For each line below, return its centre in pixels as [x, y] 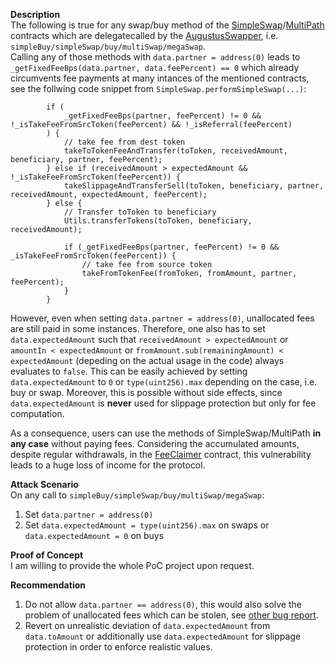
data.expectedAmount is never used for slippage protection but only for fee [163, 403]
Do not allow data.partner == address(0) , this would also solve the [163, 604]
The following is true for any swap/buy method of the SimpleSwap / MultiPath [167, 25]
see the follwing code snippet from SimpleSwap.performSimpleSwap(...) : [158, 88]
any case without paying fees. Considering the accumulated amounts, [155, 443]
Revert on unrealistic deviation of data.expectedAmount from [147, 625]
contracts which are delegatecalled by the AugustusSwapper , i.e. [144, 35]
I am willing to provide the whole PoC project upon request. [132, 565]
